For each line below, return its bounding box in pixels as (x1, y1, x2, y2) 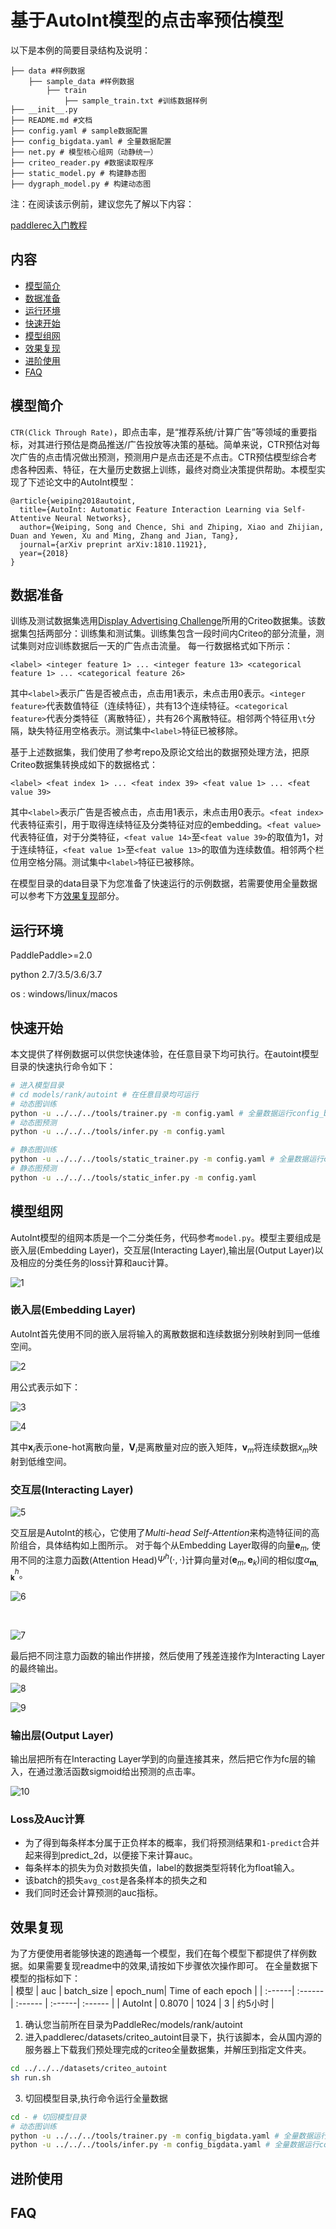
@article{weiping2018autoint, (10, 496, 137, 506)
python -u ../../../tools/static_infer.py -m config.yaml (10, 1172, 257, 1183)
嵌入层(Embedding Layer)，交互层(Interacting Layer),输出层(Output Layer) (10, 1244, 315, 1256)
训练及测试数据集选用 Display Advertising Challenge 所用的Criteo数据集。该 (10, 615, 317, 627)
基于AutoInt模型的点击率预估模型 (10, 9, 285, 32)
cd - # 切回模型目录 (10, 2112, 87, 2122)
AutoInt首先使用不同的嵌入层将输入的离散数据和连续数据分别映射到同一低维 (10, 1327, 321, 1340)
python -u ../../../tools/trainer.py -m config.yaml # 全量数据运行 (10, 1108, 293, 1118)
